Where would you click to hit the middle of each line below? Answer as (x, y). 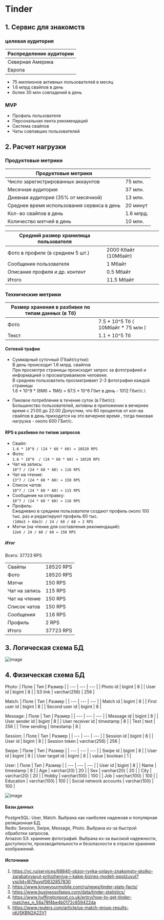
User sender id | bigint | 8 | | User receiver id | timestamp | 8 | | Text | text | (80, 721)
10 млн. (134, 221)
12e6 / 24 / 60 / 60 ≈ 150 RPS (44, 532)
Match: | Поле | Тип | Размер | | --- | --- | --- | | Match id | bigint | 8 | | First (81, 702)
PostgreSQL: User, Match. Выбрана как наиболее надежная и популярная (81, 818)
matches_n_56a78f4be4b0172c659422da (54, 902)
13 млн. (134, 197)
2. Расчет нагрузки (36, 147)
